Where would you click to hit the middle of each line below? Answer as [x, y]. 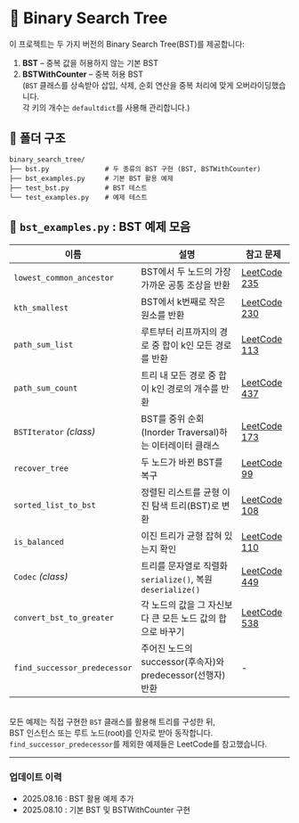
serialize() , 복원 [177, 579]
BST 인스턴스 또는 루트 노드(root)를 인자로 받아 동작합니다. [111, 732]
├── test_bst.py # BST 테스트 [78, 188]
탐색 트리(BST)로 [185, 506]
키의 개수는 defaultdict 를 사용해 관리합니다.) [111, 107]
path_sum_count [46, 388]
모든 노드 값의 [189, 618]
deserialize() [171, 589]
